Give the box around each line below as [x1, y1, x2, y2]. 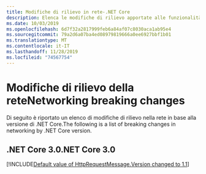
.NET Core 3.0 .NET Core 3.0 [6, 144, 116, 154]
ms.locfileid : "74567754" [6, 54, 72, 60]
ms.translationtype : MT [6, 37, 67, 43]
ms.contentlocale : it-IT [6, 43, 70, 49]
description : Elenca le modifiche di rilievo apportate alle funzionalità [6, 15, 202, 21]
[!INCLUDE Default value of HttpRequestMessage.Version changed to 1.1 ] [6, 161, 190, 168]
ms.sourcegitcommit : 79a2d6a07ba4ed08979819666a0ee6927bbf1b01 [6, 32, 172, 38]
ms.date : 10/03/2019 [6, 20, 59, 26]
